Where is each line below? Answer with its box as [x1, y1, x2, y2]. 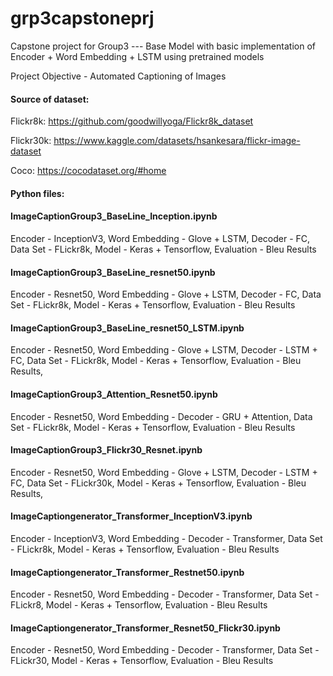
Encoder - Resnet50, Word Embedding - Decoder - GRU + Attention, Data [10, 410, 313, 422]
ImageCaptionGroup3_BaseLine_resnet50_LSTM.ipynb [10, 322, 245, 334]
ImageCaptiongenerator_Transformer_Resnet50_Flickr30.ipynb [10, 622, 281, 634]
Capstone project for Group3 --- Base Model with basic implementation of [10, 40, 316, 52]
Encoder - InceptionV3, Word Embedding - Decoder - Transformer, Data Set [10, 532, 323, 544]
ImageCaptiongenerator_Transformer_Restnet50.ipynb [10, 566, 245, 578]
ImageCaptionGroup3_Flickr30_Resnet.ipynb [10, 444, 203, 456]
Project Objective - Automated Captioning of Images [10, 70, 227, 82]
